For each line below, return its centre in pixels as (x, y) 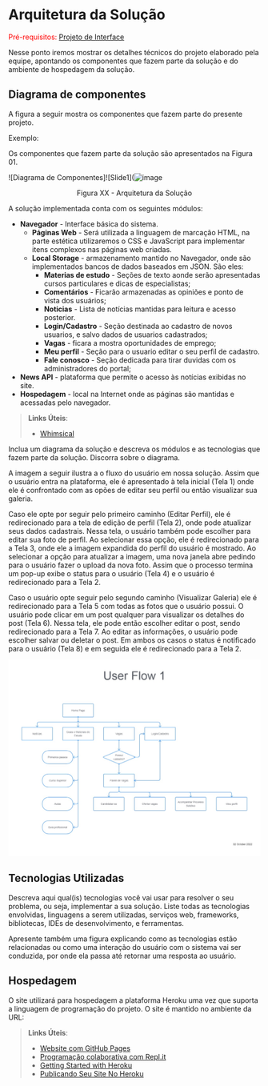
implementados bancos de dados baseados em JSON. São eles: (138, 266)
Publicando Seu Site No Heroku (92, 1073)
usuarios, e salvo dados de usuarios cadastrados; (126, 335)
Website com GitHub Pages (85, 1048)
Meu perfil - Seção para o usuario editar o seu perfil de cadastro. (152, 351)
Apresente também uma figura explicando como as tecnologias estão (123, 939)
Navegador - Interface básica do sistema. (89, 224)
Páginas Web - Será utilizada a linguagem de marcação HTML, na (141, 232)
